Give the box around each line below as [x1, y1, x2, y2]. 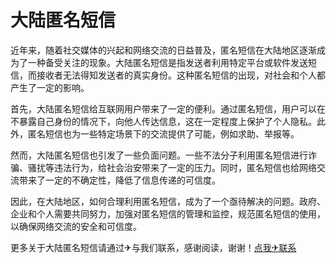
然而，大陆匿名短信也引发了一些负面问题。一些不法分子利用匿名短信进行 [10, 149, 308, 161]
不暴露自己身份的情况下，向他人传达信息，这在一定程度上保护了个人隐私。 [10, 115, 317, 127]
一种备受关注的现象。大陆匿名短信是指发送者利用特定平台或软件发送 [27, 56, 308, 68]
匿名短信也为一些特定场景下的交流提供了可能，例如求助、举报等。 [27, 127, 300, 140]
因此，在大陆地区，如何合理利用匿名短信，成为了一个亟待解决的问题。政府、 [10, 195, 326, 207]
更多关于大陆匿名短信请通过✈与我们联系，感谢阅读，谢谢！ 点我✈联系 [10, 241, 297, 253]
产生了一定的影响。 [10, 81, 90, 93]
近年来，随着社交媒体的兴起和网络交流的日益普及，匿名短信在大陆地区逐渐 [10, 44, 317, 56]
